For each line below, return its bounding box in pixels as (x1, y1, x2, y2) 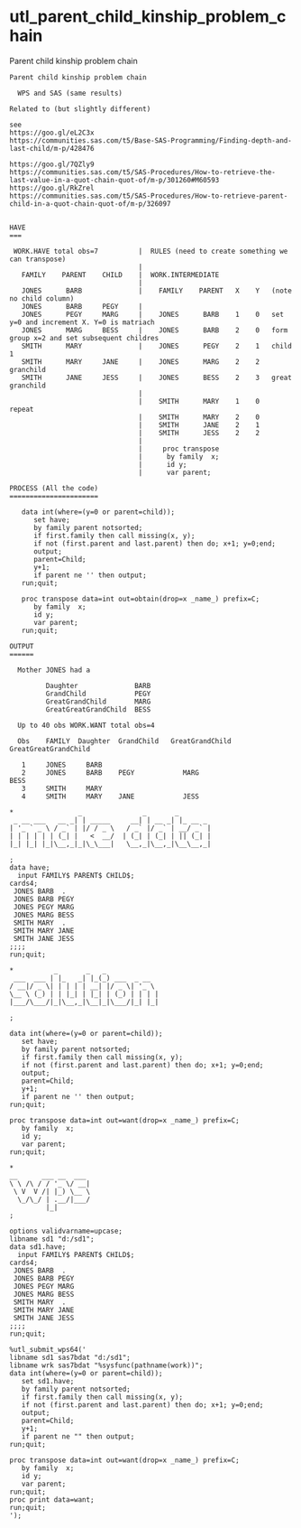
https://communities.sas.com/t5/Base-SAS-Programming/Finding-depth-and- (9, 135, 293, 145)
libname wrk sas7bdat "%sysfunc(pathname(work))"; (9, 1361, 204, 1370)
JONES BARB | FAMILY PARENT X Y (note (21, 286, 293, 295)
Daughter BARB (45, 681, 151, 690)
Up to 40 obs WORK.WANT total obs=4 (17, 721, 155, 730)
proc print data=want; (9, 1495, 95, 1505)
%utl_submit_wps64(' (9, 1345, 87, 1354)
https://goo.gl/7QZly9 (9, 160, 95, 169)
